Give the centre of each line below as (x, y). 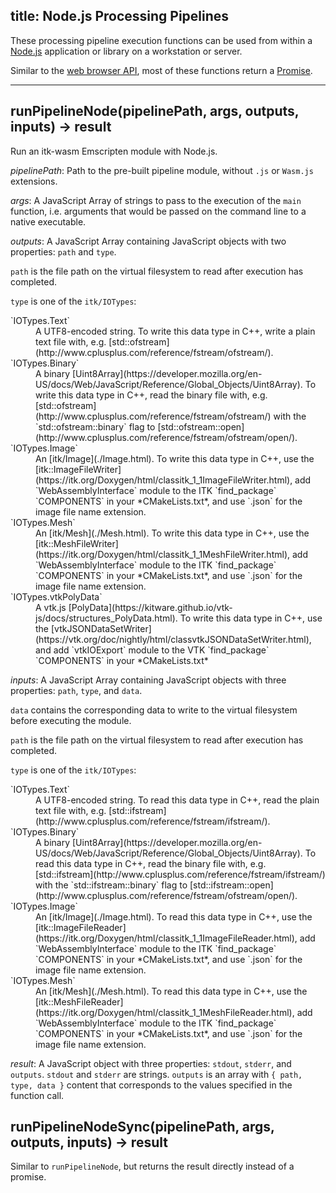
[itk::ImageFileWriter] (78, 469)
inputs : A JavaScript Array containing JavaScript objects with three (148, 680)
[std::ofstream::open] (201, 426)
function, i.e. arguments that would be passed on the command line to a (158, 211)
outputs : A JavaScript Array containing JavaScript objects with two (148, 241)
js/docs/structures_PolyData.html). (106, 618)
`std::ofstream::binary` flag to (95, 426)
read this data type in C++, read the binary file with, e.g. (151, 863)
